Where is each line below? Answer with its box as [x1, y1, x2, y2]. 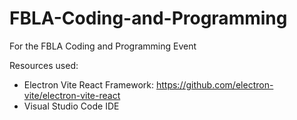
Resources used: [9, 59, 79, 71]
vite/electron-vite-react [23, 89, 121, 101]
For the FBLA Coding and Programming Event [9, 40, 197, 52]
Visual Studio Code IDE [23, 100, 120, 112]
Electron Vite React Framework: [23, 78, 155, 91]
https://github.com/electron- [155, 78, 274, 91]
